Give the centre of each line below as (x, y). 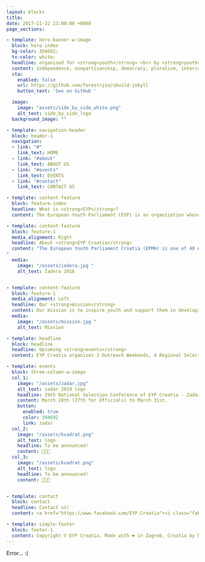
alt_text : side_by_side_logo (54, 113)
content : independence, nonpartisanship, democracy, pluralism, (95, 68)
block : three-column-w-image (49, 372)
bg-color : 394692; (35, 52)
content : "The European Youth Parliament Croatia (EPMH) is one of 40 (103, 249)
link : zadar (38, 423)
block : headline (32, 344)
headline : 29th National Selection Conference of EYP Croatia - (101, 395)
